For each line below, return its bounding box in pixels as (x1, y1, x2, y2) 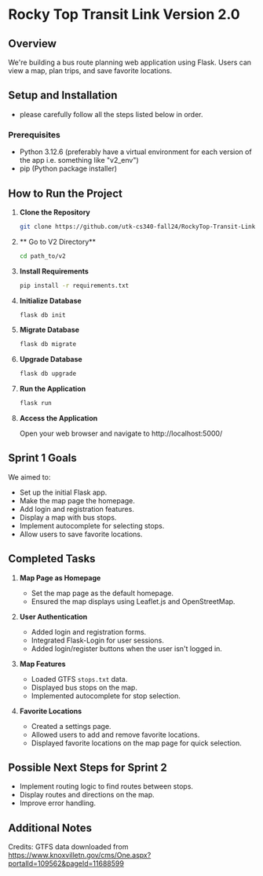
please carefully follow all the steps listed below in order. (19, 109, 203, 119)
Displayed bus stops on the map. (31, 683, 137, 692)
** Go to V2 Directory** (19, 237, 97, 246)
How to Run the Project (8, 186, 123, 200)
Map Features (19, 659, 66, 668)
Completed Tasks (8, 552, 96, 565)
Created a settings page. (31, 721, 111, 731)
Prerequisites (8, 129, 60, 140)
